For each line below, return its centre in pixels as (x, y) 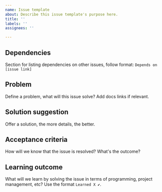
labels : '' (16, 24)
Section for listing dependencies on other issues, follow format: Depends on (81, 64)
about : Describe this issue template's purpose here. (62, 14)
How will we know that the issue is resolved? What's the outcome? (73, 151)
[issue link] (19, 69)
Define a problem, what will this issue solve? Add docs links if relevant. (77, 96)
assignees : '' (20, 28)
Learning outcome (34, 167)
